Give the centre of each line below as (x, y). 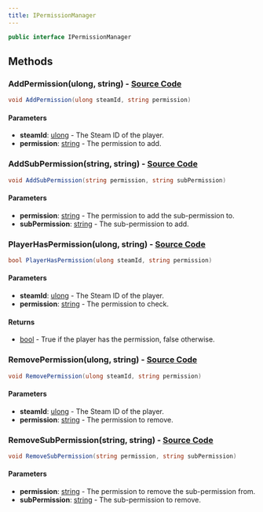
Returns (22, 322)
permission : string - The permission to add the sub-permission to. (127, 215)
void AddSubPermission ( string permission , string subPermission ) (117, 180)
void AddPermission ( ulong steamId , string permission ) (100, 100)
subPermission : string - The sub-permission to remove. (110, 499)
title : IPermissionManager (52, 15)
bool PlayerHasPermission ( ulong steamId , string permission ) (110, 260)
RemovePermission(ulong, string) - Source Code (103, 360)
